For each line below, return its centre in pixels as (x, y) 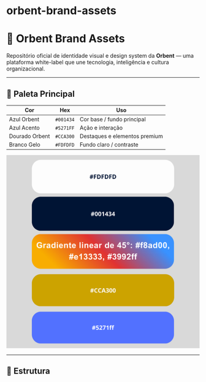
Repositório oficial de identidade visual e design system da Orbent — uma (100, 56)
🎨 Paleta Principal (40, 94)
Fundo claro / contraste (109, 145)
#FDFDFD (65, 145)
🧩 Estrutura (28, 371)
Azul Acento (24, 128)
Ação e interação (101, 128)
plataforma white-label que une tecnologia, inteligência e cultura (88, 63)
